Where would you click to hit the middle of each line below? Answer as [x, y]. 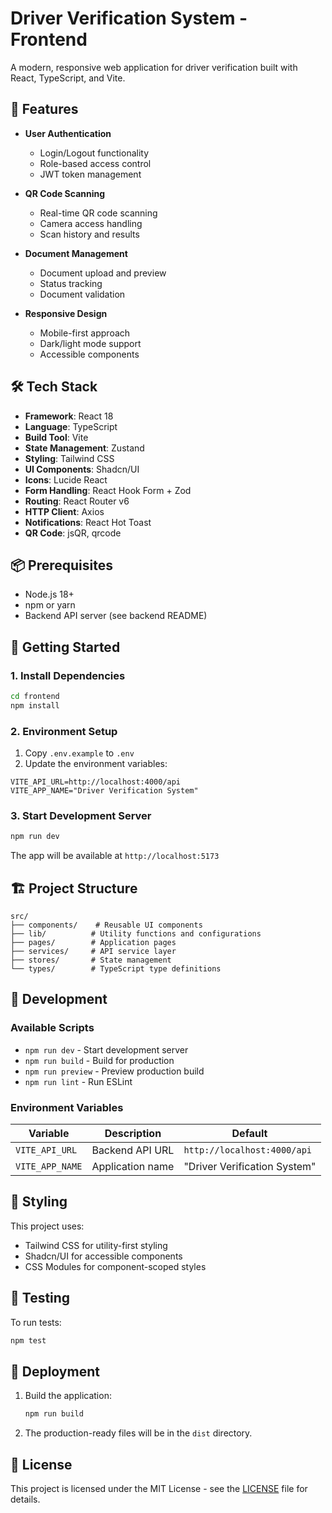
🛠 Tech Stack [54, 387]
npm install [35, 705]
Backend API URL [133, 1150]
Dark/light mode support [90, 343]
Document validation [82, 294]
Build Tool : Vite [56, 437]
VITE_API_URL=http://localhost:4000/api [96, 782]
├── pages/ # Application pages [93, 943]
